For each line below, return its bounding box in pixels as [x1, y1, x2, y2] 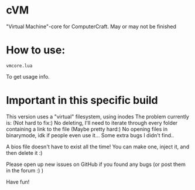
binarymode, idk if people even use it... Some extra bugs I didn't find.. [6, 131, 175, 138]
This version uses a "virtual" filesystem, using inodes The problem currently [6, 113, 189, 120]
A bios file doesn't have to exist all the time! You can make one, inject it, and [6, 143, 189, 150]
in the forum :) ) [6, 167, 44, 174]
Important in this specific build [6, 94, 158, 107]
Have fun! [6, 178, 30, 185]
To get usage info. [6, 73, 50, 80]
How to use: [6, 43, 66, 57]
